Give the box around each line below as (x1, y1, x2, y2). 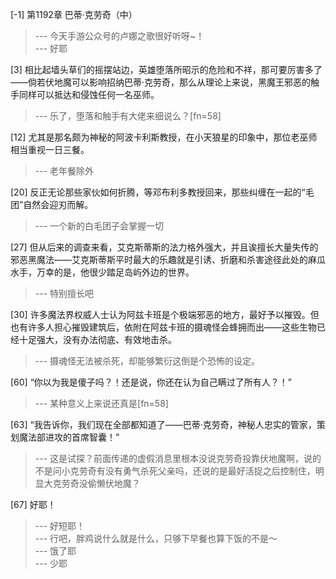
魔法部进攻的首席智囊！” (18, 431, 120, 443)
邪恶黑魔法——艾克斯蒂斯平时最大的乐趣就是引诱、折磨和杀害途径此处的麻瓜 (10, 254, 326, 265)
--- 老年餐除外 (34, 165, 95, 177)
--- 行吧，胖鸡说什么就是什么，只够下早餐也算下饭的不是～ (34, 533, 278, 544)
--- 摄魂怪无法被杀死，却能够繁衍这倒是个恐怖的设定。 (34, 355, 261, 367)
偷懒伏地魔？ (87, 478, 141, 489)
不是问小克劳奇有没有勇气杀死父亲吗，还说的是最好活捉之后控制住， (34, 465, 316, 477)
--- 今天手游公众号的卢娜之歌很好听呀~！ (34, 30, 205, 42)
